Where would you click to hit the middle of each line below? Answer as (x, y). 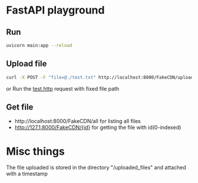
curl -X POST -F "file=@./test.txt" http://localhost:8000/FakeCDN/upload (100, 77)
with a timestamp (27, 174)
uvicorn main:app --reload (39, 45)
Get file (20, 107)
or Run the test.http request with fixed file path (63, 88)
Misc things (35, 151)
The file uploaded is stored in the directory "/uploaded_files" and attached (96, 168)
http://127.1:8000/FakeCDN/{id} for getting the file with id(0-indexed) (98, 128)
